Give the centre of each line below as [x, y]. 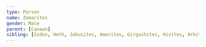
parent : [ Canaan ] [29, 29]
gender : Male [23, 23]
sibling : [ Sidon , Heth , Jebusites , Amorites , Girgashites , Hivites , [96, 35]
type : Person [23, 12]
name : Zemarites [27, 18]
